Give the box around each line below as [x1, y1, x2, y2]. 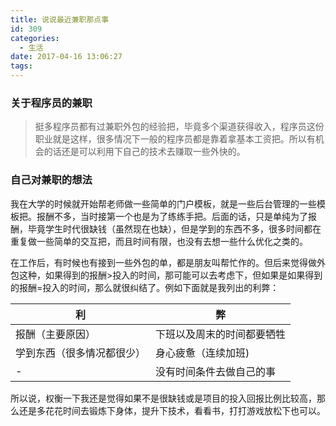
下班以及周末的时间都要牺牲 [155, 327, 287, 341]
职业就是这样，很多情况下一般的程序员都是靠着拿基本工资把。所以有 [34, 133, 316, 145]
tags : [10, 61, 33, 71]
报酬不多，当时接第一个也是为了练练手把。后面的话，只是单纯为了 [36, 210, 308, 222]
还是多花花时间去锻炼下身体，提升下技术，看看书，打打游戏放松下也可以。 [18, 404, 326, 416]
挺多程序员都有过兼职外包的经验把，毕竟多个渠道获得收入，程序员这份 [34, 121, 325, 133]
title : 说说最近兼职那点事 [10, 14, 110, 25]
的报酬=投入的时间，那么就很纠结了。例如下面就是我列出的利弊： [10, 281, 280, 293]
